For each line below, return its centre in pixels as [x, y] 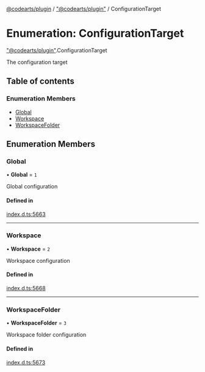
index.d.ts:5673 [26, 362]
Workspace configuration [38, 260]
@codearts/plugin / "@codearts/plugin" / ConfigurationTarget [84, 9]
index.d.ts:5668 [26, 288]
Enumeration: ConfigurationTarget [95, 34]
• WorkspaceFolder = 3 [37, 323]
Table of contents [40, 81]
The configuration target [37, 62]
